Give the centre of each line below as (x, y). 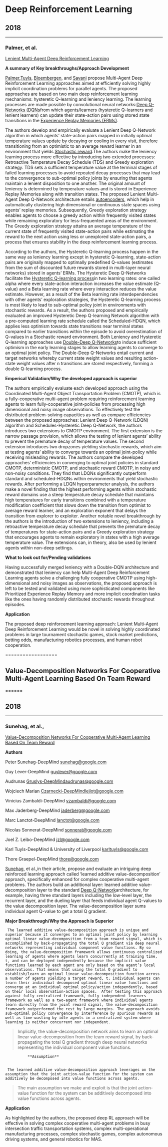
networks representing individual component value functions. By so (78, 948)
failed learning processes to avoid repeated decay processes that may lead (83, 173)
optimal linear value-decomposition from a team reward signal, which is (84, 939)
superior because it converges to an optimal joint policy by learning (81, 935)
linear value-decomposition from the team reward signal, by (79, 1037)
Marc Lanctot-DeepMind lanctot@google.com (52, 820)
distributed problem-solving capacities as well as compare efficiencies (78, 415)
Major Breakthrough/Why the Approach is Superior (59, 921)
